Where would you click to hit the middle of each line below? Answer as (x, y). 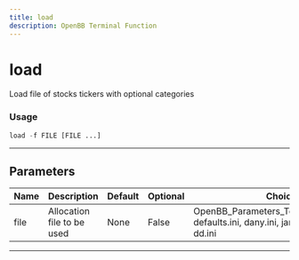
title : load (31, 17)
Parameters (42, 171)
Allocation (69, 211)
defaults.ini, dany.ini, (236, 223)
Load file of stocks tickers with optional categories (102, 94)
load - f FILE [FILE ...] (55, 135)
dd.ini (204, 233)
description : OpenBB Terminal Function (83, 26)
